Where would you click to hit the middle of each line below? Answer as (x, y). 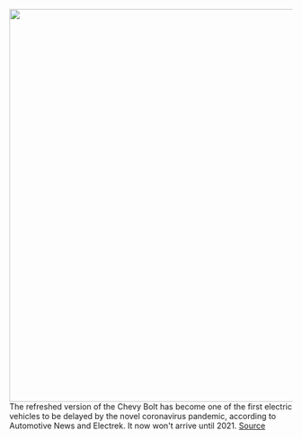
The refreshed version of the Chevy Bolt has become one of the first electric (151, 407)
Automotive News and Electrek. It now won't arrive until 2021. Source (138, 426)
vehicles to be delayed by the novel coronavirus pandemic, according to (143, 416)
